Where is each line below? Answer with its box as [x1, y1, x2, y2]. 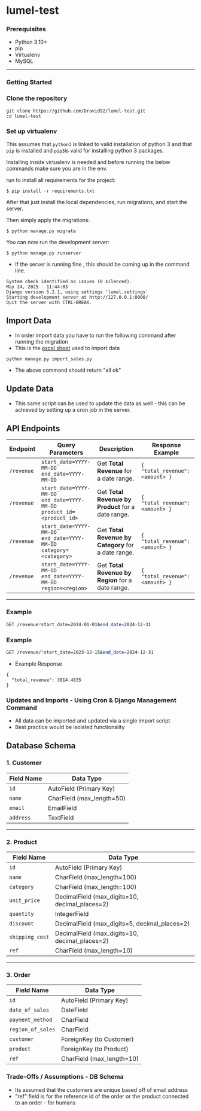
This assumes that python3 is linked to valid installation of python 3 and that [6, 141, 193, 147]
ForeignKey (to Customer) [60, 1035, 134, 1043]
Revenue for [97, 467, 133, 475]
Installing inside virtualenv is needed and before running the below [6, 159, 170, 165]
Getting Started [6, 78, 52, 87]
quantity [9, 910, 34, 918]
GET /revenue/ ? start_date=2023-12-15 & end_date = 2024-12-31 [6, 649, 154, 655]
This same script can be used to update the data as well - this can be [14, 399, 185, 407]
